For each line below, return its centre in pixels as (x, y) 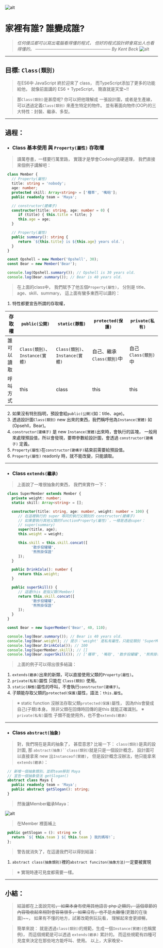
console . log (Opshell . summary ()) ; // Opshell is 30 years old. (71, 273)
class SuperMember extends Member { (44, 494)
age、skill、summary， (40, 293)
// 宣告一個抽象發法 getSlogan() (38, 776)
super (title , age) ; (37, 530)
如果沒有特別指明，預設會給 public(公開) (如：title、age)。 (69, 413)
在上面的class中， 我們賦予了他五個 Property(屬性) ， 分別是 (76, 287)
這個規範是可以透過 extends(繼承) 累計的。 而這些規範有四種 (92, 934)
